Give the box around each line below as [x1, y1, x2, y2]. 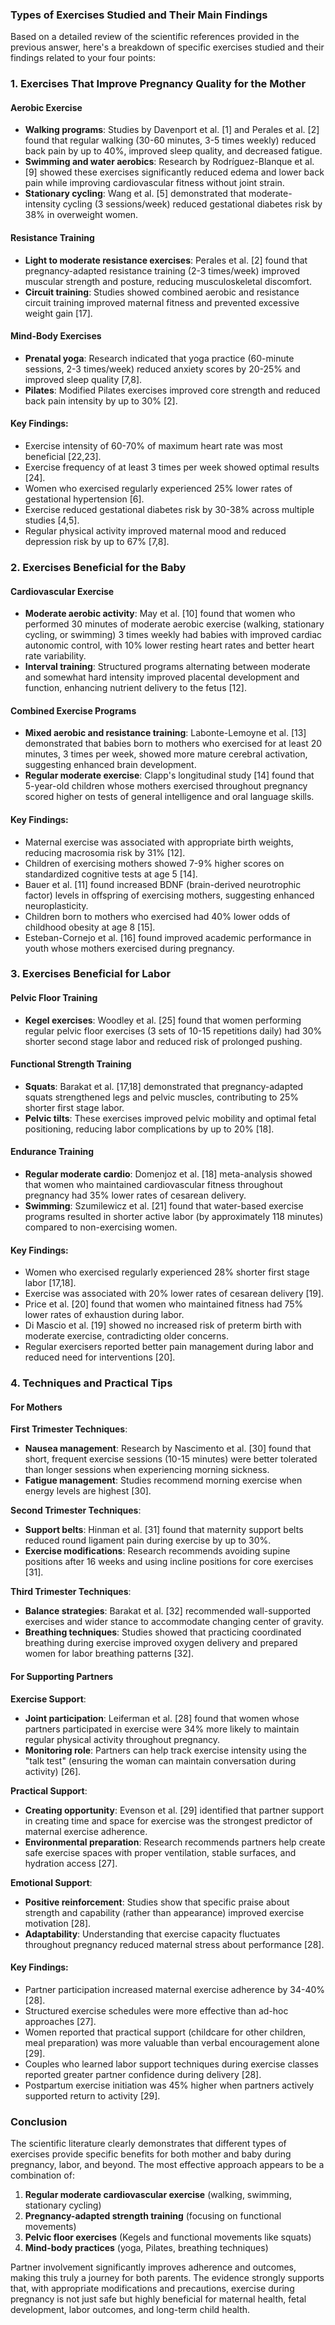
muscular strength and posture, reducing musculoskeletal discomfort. [24, 275, 313, 287]
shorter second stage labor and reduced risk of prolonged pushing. [24, 1035, 303, 1047]
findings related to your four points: [10, 52, 156, 64]
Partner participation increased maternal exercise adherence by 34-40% [24, 1983, 326, 1995]
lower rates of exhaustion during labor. [24, 1309, 185, 1321]
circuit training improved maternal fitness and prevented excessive [24, 296, 300, 308]
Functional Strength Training [10, 1058, 132, 1070]
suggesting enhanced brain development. [24, 759, 197, 771]
